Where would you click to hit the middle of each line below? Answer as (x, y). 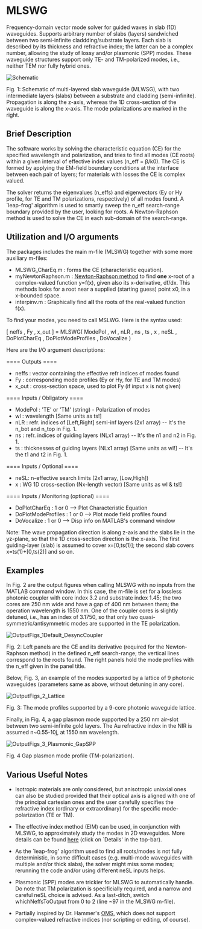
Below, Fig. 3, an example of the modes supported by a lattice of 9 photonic (100, 678)
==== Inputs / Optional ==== (42, 466)
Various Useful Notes (47, 775)
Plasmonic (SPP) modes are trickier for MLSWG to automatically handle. (104, 882)
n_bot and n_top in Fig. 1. (46, 429)
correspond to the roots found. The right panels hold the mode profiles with (100, 660)
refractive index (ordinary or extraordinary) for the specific (88, 809)
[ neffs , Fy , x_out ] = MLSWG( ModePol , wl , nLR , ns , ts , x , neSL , (92, 332)
